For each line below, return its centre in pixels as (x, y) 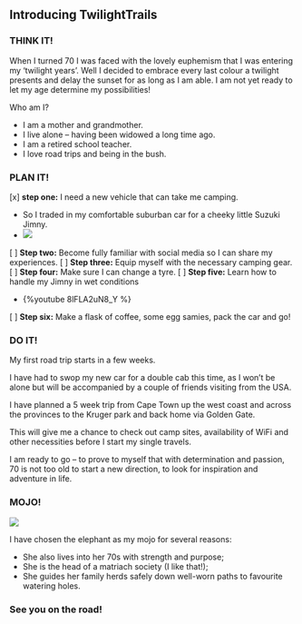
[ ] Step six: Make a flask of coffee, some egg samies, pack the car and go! (150, 316)
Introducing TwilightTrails (83, 15)
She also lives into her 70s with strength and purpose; (123, 557)
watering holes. (51, 586)
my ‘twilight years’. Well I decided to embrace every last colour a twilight (144, 70)
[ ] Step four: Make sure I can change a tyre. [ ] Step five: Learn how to (143, 272)
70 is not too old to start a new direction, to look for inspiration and (134, 469)
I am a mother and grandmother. (83, 124)
